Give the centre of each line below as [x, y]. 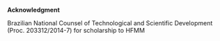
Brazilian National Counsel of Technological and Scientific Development [110, 23]
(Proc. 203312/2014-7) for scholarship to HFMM [76, 30]
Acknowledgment [34, 10]
